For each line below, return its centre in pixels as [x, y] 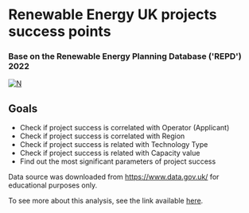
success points [60, 31]
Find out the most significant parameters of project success [118, 161]
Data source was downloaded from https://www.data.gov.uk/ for [114, 177]
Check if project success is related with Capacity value [110, 153]
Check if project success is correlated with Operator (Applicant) [124, 128]
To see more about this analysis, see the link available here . [106, 201]
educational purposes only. [53, 185]
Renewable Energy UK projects [113, 15]
